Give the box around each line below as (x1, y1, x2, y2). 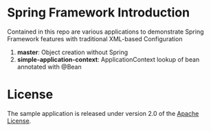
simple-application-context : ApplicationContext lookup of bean (16, 55, 200, 63)
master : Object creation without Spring (16, 48, 129, 56)
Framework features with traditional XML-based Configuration (7, 34, 183, 43)
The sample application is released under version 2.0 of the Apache (7, 109, 199, 117)
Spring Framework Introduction (7, 5, 190, 21)
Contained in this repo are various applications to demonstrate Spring (7, 27, 204, 36)
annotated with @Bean (16, 62, 82, 71)
